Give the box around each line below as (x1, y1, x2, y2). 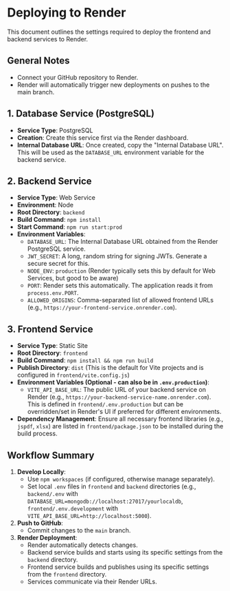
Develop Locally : (16, 468, 67, 476)
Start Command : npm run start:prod (16, 222, 122, 231)
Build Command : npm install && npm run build (16, 356, 154, 364)
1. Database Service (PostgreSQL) (7, 108, 155, 120)
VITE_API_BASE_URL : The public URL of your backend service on (27, 386, 207, 394)
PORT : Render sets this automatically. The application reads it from (27, 281, 214, 290)
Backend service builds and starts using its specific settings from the (27, 548, 223, 556)
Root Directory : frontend (16, 349, 88, 357)
